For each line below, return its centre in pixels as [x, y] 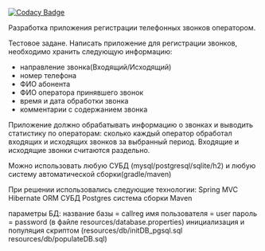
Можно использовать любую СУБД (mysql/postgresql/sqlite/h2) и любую [132, 166]
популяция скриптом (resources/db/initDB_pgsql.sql [95, 230]
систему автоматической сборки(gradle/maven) [90, 174]
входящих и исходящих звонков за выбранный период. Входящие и [124, 142]
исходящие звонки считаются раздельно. [79, 150]
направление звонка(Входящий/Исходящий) [95, 67]
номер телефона [48, 75]
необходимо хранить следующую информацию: [90, 51]
